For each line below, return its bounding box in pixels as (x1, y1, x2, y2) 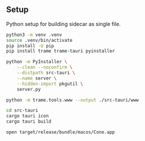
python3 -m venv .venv (6, 32, 62, 38)
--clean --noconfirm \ (17, 64, 73, 70)
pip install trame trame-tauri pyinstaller (6, 48, 115, 54)
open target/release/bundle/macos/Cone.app (6, 129, 115, 135)
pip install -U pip (6, 42, 54, 49)
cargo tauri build (6, 119, 51, 124)
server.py (17, 86, 41, 92)
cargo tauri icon (6, 113, 49, 119)
